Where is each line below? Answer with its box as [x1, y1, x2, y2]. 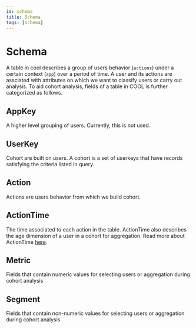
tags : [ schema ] [6, 19, 44, 25]
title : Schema [6, 14, 41, 20]
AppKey [6, 106, 36, 116]
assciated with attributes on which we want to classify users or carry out [6, 77, 182, 84]
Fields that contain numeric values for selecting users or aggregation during [6, 271, 190, 278]
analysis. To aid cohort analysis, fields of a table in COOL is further [6, 83, 168, 90]
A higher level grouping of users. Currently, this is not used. [6, 122, 151, 129]
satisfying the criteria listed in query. [6, 160, 95, 167]
